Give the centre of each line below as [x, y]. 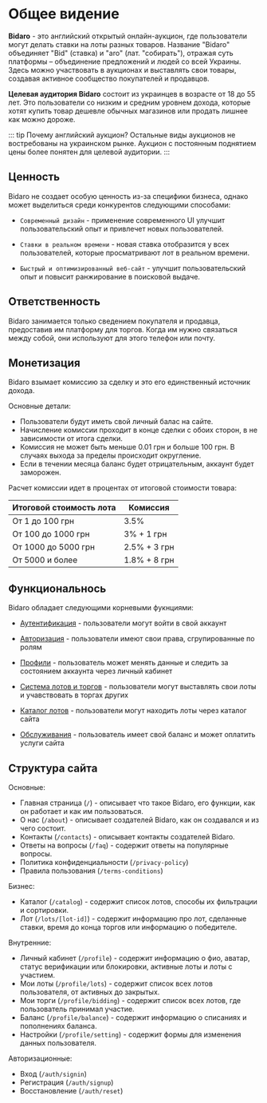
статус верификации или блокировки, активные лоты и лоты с [126, 966]
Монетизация [45, 363]
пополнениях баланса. [58, 1026]
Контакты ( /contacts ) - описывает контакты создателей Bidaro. [127, 837]
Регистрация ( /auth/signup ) [67, 1082]
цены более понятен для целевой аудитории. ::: [89, 152]
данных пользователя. [58, 1043]
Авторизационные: [40, 1058]
